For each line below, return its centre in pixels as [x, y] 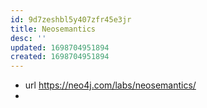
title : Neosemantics [53, 29]
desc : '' [28, 38]
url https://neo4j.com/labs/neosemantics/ [110, 85]
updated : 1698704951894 [60, 47]
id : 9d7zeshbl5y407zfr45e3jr [71, 19]
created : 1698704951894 [60, 57]
